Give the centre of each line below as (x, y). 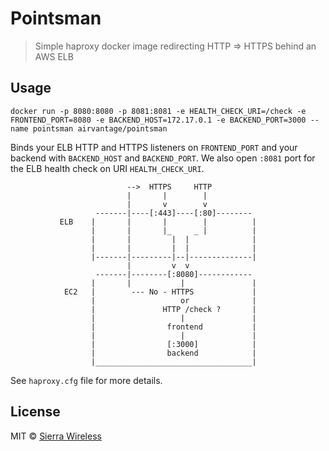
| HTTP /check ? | (173, 309)
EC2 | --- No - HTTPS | (160, 292)
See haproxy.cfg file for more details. (86, 380)
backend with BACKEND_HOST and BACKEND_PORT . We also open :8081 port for (163, 158)
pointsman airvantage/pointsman (100, 128)
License (35, 412)
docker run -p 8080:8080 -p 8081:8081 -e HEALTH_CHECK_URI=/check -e (158, 111)
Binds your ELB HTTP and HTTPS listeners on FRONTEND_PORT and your (154, 147)
